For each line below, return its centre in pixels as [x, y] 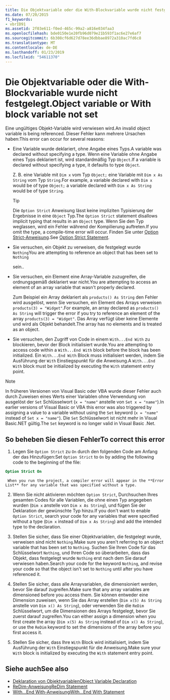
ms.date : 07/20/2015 [27, 15]
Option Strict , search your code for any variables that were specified [86, 516]
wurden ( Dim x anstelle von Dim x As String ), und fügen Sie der [79, 505]
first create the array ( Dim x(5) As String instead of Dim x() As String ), [88, 622]
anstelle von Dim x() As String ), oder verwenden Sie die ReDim [78, 606]
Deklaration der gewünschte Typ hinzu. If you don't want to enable [81, 511]
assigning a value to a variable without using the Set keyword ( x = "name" [82, 413]
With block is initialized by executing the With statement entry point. [83, 653]
